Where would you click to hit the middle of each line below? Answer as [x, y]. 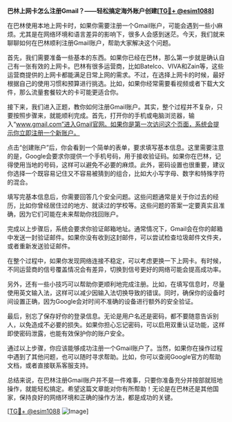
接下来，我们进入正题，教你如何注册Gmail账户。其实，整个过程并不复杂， [112, 107]
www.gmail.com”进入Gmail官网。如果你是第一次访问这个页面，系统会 [115, 124]
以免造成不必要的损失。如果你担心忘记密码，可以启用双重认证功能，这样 [122, 325]
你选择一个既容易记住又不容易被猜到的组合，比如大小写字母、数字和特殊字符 [116, 173]
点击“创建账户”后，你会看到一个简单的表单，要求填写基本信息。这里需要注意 [116, 147]
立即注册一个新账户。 [49, 133]
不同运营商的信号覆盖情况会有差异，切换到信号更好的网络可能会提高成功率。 [116, 269]
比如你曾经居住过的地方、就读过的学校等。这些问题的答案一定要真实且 [119, 205]
